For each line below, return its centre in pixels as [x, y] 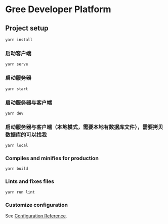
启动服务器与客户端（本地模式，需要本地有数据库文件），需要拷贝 [84, 127]
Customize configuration [37, 205]
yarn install [19, 40]
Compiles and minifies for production [52, 158]
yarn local [17, 146]
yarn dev [14, 113]
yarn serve [17, 65]
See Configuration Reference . [36, 216]
